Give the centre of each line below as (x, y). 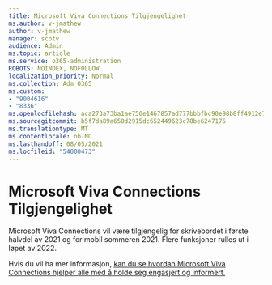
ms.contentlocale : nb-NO (50, 136)
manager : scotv (34, 38)
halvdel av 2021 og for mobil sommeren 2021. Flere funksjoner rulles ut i (129, 240)
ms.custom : (27, 91)
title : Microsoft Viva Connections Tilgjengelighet (97, 16)
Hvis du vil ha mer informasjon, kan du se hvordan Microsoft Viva (117, 264)
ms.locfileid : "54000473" (52, 151)
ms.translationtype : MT (49, 129)
